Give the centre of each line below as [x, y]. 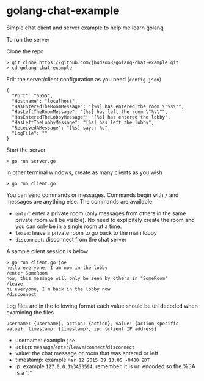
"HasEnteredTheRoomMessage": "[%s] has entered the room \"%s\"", [98, 106]
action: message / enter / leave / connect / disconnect [75, 347]
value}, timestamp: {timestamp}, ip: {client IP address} [82, 329]
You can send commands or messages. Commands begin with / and [93, 195]
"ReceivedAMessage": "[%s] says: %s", [61, 128]
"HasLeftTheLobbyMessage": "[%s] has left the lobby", [83, 122]
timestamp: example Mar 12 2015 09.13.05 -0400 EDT [82, 360]
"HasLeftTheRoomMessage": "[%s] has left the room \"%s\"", [90, 112]
